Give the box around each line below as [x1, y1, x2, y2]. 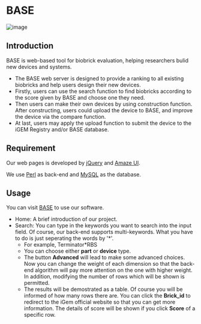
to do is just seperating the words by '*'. [14, 235, 114, 242]
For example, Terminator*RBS [23, 241, 98, 248]
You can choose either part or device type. [23, 247, 131, 255]
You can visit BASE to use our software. [6, 204, 104, 211]
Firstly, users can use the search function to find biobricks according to [14, 88, 192, 95]
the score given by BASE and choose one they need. [14, 94, 145, 101]
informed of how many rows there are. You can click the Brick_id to [23, 292, 191, 299]
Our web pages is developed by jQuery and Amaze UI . [6, 159, 140, 166]
